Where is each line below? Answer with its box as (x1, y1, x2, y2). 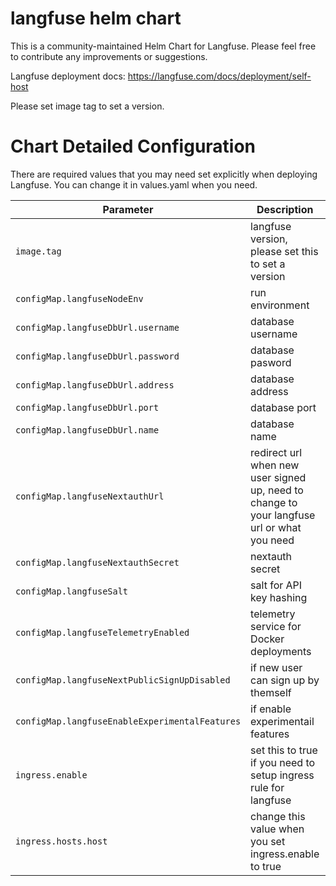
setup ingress (250, 768, 315, 782)
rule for (250, 780, 285, 794)
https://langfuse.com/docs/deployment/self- (127, 70, 312, 82)
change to (250, 495, 298, 509)
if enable (250, 702, 292, 716)
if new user (250, 660, 303, 674)
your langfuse (250, 508, 316, 522)
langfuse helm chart (10, 7, 182, 30)
